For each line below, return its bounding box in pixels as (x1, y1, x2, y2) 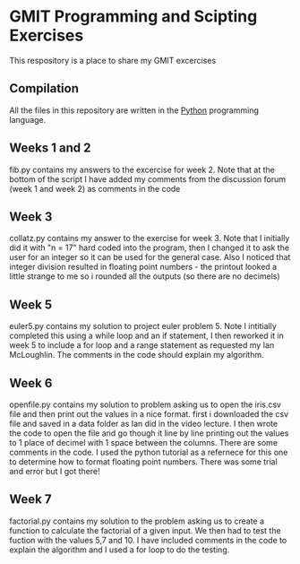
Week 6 (9, 375, 53, 391)
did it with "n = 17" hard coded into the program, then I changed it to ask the (9, 242, 289, 253)
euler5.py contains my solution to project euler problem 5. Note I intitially (9, 321, 278, 332)
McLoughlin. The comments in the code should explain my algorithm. (9, 350, 264, 360)
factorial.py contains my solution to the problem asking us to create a (9, 516, 265, 526)
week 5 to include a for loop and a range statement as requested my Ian (9, 340, 275, 351)
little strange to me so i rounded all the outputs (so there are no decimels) (9, 271, 280, 282)
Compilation (9, 81, 79, 96)
